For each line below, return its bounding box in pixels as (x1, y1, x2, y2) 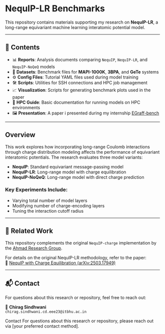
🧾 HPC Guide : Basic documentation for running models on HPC (12, 99, 140, 105)
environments (12, 104, 40, 111)
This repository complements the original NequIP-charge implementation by (5, 240, 157, 246)
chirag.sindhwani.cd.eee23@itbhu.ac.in (5, 309, 87, 314)
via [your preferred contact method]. (5, 323, 80, 329)
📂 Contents (5, 43, 40, 52)
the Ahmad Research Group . (5, 245, 63, 251)
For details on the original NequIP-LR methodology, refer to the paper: (5, 254, 146, 260)
